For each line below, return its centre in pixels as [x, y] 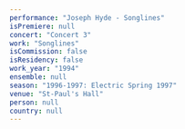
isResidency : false [46, 60]
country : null [36, 111]
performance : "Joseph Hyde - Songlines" [87, 18]
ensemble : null [38, 77]
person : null [34, 102]
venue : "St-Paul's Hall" [57, 94]
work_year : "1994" [44, 69]
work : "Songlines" [44, 43]
